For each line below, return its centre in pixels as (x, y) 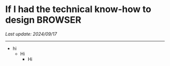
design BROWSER (43, 20)
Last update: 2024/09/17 (31, 34)
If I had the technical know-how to (78, 9)
